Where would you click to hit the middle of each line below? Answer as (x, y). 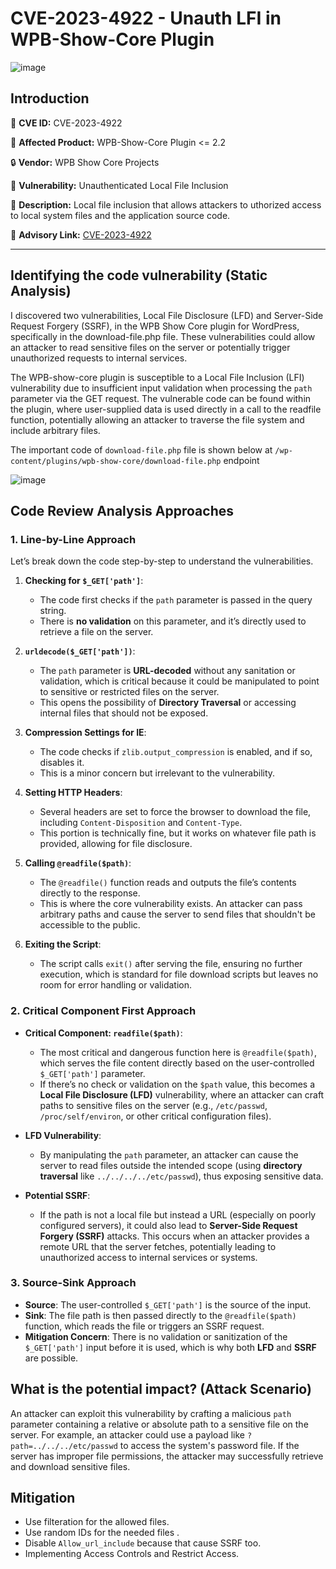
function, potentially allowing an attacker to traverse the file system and (157, 419)
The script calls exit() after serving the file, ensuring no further (171, 964)
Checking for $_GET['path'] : (84, 581)
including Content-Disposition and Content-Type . (141, 823)
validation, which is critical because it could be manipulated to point (179, 681)
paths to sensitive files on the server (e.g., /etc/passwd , (153, 1105)
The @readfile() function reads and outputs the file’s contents (168, 883)
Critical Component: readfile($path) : (103, 1033)
